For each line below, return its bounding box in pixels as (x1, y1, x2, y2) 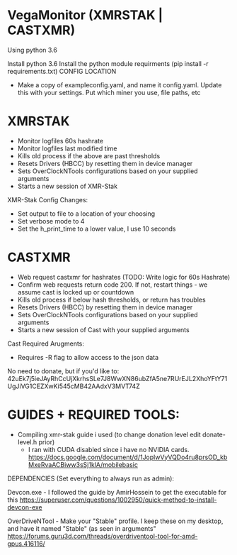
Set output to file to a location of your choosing (17, 209, 156, 218)
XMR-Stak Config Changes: (7, 195, 88, 204)
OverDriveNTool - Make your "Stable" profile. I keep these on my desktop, (7, 517, 224, 525)
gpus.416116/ (7, 539, 46, 548)
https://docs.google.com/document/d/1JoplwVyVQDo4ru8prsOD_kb (28, 453, 228, 461)
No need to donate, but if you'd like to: (7, 366, 120, 375)
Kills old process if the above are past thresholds (17, 151, 161, 160)
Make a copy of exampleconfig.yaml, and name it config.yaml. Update (17, 80, 222, 89)
